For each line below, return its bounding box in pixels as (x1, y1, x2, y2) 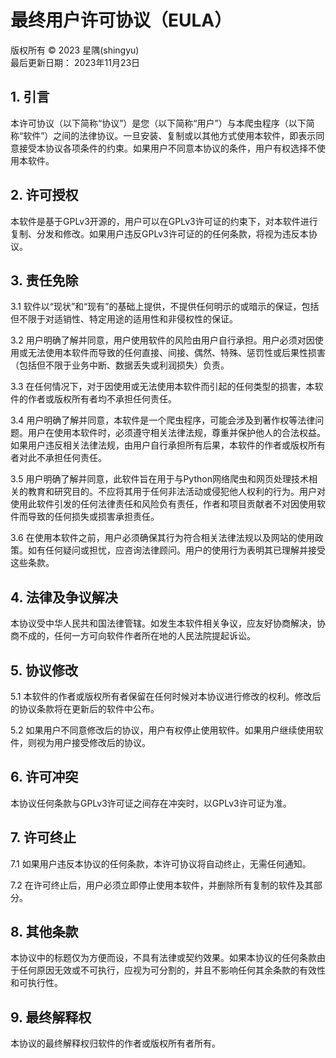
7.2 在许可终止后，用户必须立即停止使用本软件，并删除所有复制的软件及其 (10, 879, 314, 891)
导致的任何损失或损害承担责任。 (27, 511, 160, 523)
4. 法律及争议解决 (10, 589, 118, 606)
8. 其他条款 (10, 924, 79, 941)
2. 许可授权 (10, 187, 79, 204)
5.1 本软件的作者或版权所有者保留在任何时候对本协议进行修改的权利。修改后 (10, 691, 322, 702)
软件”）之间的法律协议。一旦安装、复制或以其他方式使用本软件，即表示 (23, 129, 317, 141)
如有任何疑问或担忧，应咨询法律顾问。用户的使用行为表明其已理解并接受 (27, 544, 326, 556)
